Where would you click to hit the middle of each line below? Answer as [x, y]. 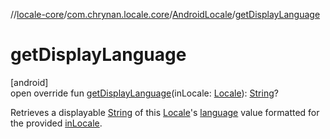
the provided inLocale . [56, 123]
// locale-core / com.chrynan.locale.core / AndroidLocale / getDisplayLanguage [165, 14]
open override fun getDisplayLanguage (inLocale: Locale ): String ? [144, 93]
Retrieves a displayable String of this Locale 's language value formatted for [165, 112]
